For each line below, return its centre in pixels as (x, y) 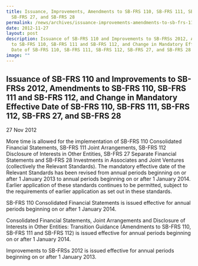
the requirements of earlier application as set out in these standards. (89, 191)
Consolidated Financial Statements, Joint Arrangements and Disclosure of (96, 221)
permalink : (19, 22)
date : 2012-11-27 (27, 28)
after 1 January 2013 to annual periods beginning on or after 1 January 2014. (98, 179)
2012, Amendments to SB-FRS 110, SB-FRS (107, 89)
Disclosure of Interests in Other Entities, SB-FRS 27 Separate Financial (91, 154)
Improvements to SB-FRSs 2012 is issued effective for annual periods (90, 251)
